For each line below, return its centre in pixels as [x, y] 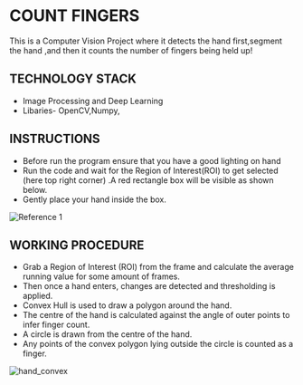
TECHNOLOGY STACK [73, 79]
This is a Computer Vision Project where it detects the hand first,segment [146, 41]
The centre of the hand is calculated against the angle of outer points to [156, 315]
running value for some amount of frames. [101, 276]
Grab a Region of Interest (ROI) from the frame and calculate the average [158, 267]
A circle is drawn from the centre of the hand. [107, 334]
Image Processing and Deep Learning [93, 101]
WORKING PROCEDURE [77, 245]
